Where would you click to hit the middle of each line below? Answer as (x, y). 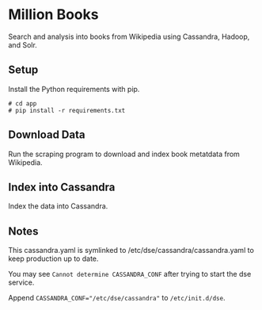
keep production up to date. (53, 258)
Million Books (53, 15)
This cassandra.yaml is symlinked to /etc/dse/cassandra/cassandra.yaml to (131, 251)
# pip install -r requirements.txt (67, 110)
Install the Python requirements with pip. (74, 89)
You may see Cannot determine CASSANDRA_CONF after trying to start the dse (130, 274)
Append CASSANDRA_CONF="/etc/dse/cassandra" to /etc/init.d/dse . (117, 298)
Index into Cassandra (62, 187)
